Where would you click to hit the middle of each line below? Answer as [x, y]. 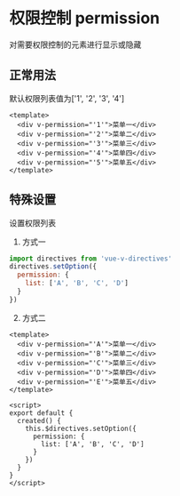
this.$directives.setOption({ [81, 428]
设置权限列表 [32, 222]
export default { [41, 413]
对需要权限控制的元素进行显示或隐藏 [75, 44]
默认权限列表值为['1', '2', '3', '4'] [67, 98]
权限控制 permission [85, 18]
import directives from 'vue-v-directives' [91, 259]
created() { [39, 420]
